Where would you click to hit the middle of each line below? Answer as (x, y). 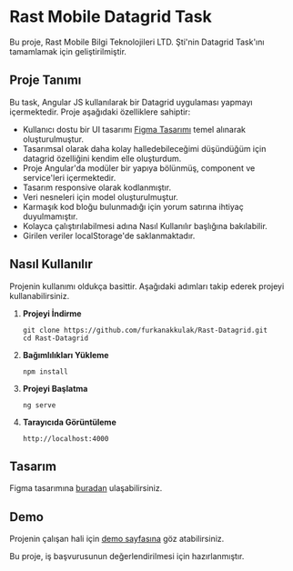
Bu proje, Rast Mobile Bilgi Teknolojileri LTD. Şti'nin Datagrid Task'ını (137, 42)
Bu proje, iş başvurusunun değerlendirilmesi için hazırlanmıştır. (127, 556)
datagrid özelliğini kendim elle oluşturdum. (102, 158)
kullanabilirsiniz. (40, 296)
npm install (45, 371)
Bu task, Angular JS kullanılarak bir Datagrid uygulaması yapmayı (131, 102)
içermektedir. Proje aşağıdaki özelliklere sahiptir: (100, 112)
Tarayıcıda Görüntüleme (69, 422)
